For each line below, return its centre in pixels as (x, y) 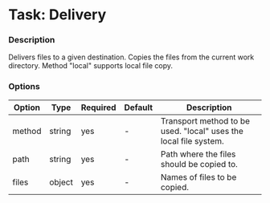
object (61, 182)
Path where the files (198, 154)
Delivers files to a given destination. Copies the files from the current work (131, 57)
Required (98, 108)
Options (24, 87)
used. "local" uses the (202, 131)
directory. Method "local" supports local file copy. (91, 66)
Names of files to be (198, 177)
